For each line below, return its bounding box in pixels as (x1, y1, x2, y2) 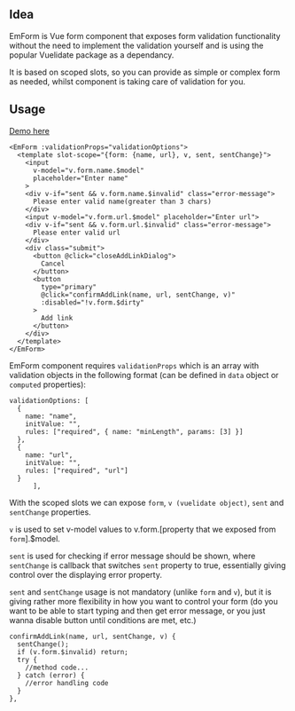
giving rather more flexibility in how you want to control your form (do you (9, 596, 279, 606)
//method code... (25, 663, 89, 672)
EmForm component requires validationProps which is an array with (9, 359, 260, 371)
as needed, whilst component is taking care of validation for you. (9, 75, 246, 87)
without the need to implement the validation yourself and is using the (9, 40, 264, 51)
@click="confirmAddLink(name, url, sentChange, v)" (41, 290, 237, 299)
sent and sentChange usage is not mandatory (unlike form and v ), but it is (9, 586, 272, 597)
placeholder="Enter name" (32, 173, 128, 183)
